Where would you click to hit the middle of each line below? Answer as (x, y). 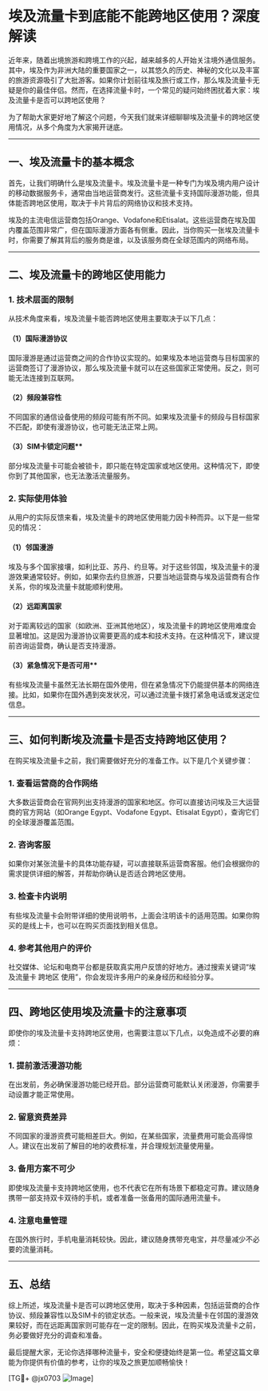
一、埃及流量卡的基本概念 (71, 162)
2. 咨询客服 (30, 844)
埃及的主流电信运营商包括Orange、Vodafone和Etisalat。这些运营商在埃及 (128, 220)
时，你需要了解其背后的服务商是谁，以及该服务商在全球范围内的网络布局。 (130, 240)
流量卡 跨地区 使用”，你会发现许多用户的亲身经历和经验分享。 (116, 977)
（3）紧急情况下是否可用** (53, 665)
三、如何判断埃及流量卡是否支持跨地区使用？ (118, 740)
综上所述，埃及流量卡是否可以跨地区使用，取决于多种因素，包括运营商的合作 (134, 1305)
